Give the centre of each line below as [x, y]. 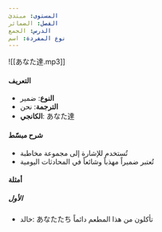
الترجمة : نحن [39, 107]
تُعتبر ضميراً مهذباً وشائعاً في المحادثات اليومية [87, 162]
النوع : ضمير [37, 98]
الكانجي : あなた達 [47, 116]
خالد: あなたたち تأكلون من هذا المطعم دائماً [86, 219]
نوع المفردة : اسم [37, 38]
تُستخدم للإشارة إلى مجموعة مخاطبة [74, 153]
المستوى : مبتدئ [34, 16]
